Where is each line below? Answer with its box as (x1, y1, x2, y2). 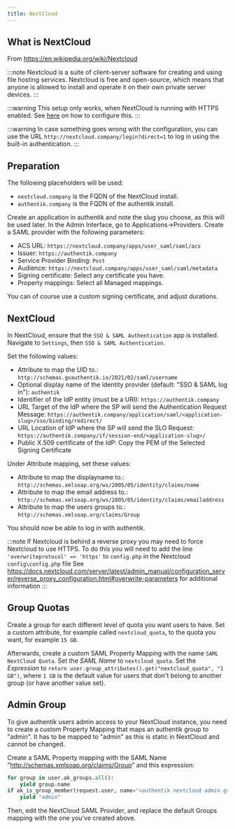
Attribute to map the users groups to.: (17, 503, 126, 511)
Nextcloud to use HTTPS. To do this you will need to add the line (7, 545, 193, 553)
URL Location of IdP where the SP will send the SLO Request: (17, 424, 194, 432)
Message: (17, 410, 47, 419)
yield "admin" (20, 794, 61, 801)
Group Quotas (7, 602, 70, 614)
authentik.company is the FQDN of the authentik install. (17, 200, 175, 208)
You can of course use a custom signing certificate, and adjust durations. (7, 292, 218, 301)
